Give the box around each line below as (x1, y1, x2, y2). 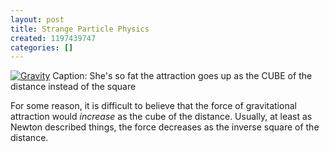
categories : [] (10, 42, 74, 53)
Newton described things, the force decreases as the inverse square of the (10, 121, 320, 133)
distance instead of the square (10, 81, 137, 93)
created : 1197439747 (10, 33, 97, 43)
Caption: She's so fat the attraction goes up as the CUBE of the (52, 70, 313, 82)
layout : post (10, 14, 65, 25)
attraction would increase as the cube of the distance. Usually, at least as (10, 111, 313, 123)
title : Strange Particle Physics (10, 24, 150, 34)
